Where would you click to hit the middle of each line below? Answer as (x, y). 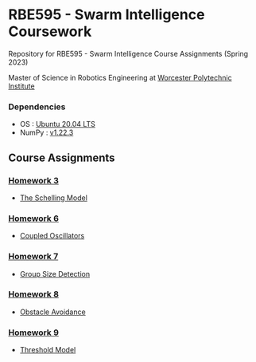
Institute (21, 86)
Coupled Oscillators (52, 236)
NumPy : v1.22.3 (47, 132)
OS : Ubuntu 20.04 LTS (57, 124)
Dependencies (37, 107)
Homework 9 (34, 332)
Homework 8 (34, 294)
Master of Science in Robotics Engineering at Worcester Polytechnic (120, 77)
